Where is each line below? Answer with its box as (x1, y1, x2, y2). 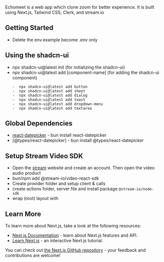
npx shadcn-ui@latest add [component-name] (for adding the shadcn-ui (12, 69, 160, 75)
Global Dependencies (5, 119, 73, 128)
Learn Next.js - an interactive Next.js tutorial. (12, 238, 103, 244)
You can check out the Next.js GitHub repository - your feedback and (5, 247, 146, 253)
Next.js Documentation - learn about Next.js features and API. (12, 232, 138, 238)
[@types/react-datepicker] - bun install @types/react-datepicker (12, 138, 144, 144)
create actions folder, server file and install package (12, 186, 118, 192)
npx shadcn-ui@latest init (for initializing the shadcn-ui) (12, 64, 125, 70)
